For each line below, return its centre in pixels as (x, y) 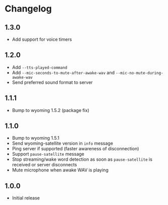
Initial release (26, 198)
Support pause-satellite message (48, 154)
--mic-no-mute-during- (139, 73)
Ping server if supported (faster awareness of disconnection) (75, 149)
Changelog (28, 9)
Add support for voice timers (42, 39)
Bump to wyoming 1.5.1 (36, 138)
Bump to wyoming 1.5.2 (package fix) (50, 110)
